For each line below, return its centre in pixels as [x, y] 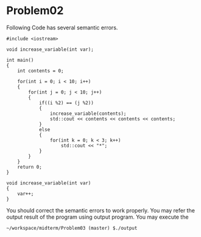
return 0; [30, 167]
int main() [20, 60]
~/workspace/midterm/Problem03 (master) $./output [72, 228]
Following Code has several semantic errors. [62, 27]
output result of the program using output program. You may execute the [97, 217]
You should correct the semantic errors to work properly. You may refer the [100, 210]
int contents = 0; [41, 71]
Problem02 [35, 11]
